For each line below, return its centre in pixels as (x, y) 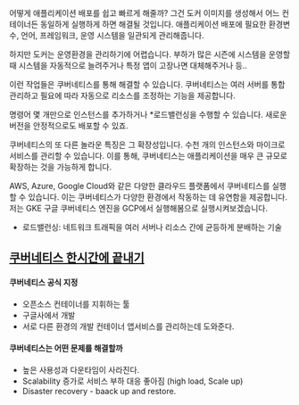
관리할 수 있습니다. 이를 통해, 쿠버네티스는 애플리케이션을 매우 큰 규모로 (164, 156)
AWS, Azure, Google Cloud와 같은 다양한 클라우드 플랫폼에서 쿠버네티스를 (140, 186)
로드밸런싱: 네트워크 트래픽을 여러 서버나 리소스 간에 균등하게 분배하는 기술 (152, 227)
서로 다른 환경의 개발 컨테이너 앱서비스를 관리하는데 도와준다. (128, 326)
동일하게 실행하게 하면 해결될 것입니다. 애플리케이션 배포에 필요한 (153, 24)
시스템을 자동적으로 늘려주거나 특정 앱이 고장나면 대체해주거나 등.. (133, 66)
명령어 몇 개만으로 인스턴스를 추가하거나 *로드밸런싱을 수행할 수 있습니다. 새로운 (148, 115)
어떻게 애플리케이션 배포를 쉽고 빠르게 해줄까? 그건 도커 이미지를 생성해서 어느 (145, 13)
